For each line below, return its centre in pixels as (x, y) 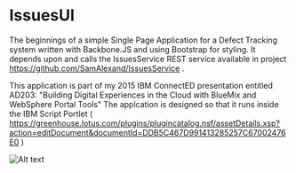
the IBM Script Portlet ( (51, 114)
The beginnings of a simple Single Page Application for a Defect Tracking (144, 40)
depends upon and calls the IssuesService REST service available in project (148, 59)
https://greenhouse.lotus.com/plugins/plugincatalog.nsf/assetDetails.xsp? (144, 123)
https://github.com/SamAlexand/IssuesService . (97, 68)
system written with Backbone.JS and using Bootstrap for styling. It (132, 49)
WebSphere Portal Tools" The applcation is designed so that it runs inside (144, 104)
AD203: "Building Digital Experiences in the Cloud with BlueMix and (133, 95)
